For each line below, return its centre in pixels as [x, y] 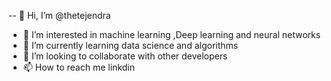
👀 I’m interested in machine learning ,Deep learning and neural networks [171, 34]
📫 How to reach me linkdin [78, 67]
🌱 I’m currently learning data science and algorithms [130, 45]
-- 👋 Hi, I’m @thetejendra [59, 15]
